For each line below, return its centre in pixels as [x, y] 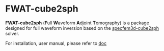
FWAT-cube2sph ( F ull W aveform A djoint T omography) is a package [77, 23]
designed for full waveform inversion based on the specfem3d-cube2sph [82, 28]
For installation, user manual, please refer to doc [56, 43]
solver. [12, 33]
